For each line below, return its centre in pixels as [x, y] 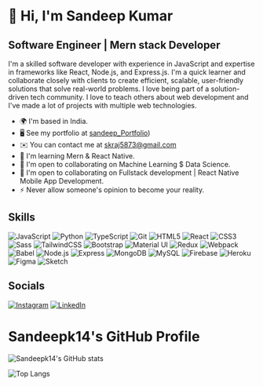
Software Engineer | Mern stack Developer [114, 45]
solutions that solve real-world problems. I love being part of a [109, 89]
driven [18, 97]
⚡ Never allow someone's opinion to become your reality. [112, 190]
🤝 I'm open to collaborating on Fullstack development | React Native [129, 173]
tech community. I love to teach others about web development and [139, 97]
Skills [22, 218]
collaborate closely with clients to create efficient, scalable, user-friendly [126, 80]
